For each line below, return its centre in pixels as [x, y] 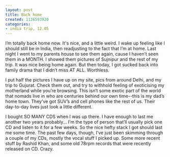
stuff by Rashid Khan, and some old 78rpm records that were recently [78, 144]
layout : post [19, 10]
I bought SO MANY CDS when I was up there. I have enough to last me [79, 116]
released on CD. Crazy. [30, 149]
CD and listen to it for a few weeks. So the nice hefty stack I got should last [84, 128]
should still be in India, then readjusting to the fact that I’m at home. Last [81, 49]
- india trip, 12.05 [27, 29]
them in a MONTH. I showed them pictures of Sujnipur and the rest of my [82, 59]
